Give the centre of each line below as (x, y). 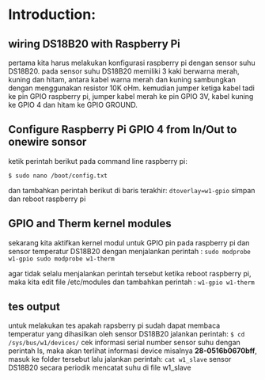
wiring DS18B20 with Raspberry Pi (94, 44)
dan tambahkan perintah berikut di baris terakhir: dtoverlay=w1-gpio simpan (132, 190)
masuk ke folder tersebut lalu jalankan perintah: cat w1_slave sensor (120, 359)
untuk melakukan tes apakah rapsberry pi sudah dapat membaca (114, 325)
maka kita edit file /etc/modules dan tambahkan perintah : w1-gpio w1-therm (131, 282)
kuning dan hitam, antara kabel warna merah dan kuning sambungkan (122, 80)
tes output (34, 307)
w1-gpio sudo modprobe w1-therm (61, 259)
